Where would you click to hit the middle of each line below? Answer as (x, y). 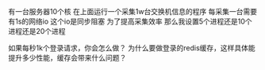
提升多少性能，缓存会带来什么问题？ (67, 58)
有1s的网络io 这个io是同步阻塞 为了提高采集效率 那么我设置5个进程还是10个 (130, 21)
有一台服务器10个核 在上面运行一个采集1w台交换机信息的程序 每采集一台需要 (133, 11)
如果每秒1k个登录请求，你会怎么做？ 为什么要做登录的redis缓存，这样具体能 (132, 48)
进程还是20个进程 (37, 31)
